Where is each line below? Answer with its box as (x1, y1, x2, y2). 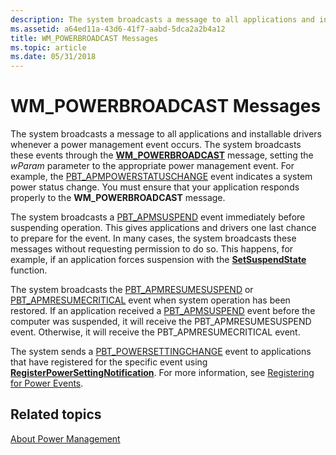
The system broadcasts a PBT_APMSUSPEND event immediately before (10, 211, 306, 223)
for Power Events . (10, 377, 84, 390)
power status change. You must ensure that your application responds (10, 181, 300, 193)
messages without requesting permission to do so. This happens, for (10, 243, 294, 255)
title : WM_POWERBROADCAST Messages (10, 33, 159, 43)
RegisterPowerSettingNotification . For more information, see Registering (10, 367, 315, 379)
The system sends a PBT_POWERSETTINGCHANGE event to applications (10, 346, 312, 358)
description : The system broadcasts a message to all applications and (10, 14, 315, 25)
